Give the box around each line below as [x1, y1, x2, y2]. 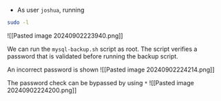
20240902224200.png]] [7, 86, 77, 94]
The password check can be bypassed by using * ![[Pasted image [7, 78, 194, 87]
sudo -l [7, 19, 30, 26]
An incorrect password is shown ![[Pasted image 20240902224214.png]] [7, 65, 215, 74]
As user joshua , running [17, 6, 85, 14]
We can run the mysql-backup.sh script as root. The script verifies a [7, 45, 198, 53]
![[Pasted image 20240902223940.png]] [7, 31, 123, 40]
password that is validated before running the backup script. [7, 52, 179, 60]
